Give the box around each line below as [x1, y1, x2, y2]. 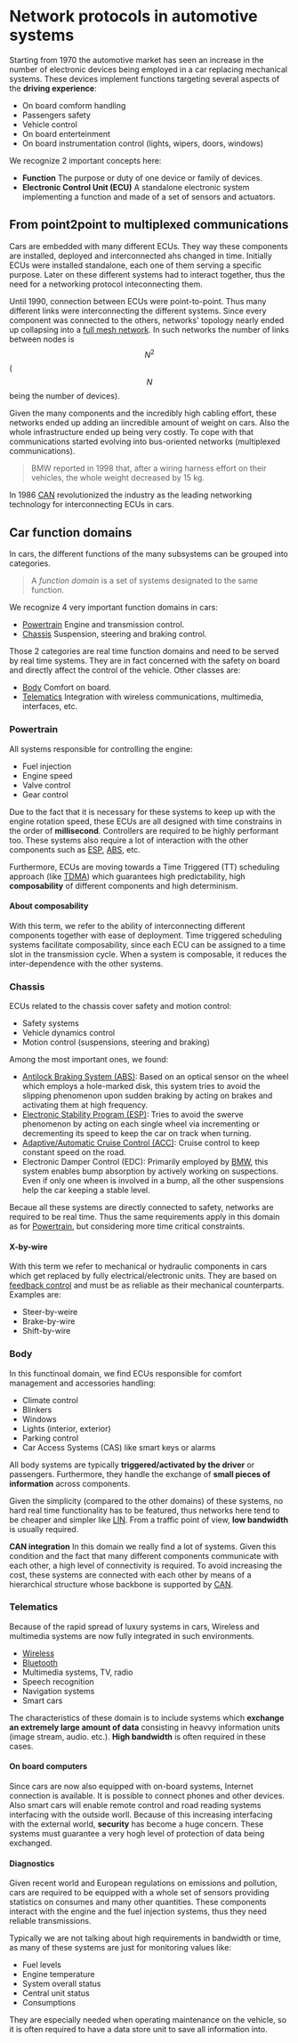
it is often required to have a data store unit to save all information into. [9, 2024, 269, 2035]
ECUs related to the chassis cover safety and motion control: [9, 1001, 232, 1012]
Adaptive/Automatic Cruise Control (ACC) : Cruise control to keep [21, 1137, 261, 1149]
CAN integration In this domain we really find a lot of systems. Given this [9, 1541, 277, 1552]
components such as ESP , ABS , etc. [9, 844, 141, 855]
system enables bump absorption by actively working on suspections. [21, 1166, 278, 1176]
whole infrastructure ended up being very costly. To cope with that [9, 427, 254, 438]
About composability [9, 900, 89, 911]
